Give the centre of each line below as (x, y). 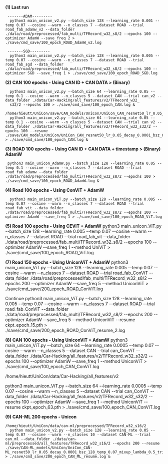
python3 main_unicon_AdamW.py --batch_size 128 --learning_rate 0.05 (81, 163)
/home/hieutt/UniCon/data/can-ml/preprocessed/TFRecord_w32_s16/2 (76, 426)
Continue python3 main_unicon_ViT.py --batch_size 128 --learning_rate (78, 298)
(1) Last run (17, 7)
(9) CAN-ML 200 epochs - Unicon (41, 417)
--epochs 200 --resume (136, 444)
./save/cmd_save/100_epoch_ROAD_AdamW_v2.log (53, 42)
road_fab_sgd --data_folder (34, 64)
